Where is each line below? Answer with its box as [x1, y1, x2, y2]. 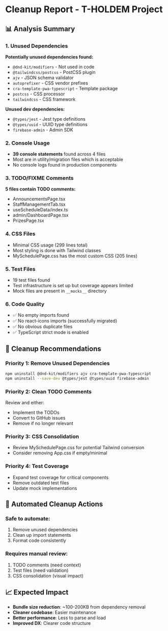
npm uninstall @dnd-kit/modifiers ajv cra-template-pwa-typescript [5, 371, 152, 376]
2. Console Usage [5, 139, 50, 146]
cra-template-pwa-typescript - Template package [12, 85, 118, 91]
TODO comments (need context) [12, 562, 81, 568]
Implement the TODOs [12, 409, 60, 416]
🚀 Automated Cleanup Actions [5, 500, 103, 509]
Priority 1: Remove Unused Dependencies [5, 360, 110, 367]
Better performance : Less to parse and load [12, 615, 106, 621]
